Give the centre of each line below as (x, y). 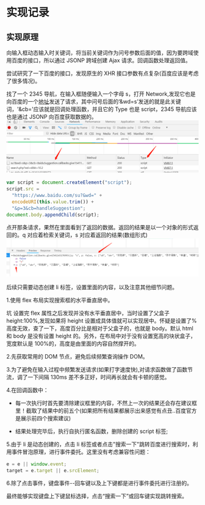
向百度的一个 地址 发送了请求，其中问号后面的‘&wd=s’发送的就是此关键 (94, 102)
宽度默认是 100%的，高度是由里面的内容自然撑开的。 (73, 343)
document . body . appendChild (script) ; (53, 215)
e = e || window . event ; (37, 464)
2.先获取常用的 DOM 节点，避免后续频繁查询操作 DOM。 (77, 356)
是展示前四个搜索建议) (43, 418)
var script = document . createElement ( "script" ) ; (69, 183)
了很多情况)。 (23, 81)
